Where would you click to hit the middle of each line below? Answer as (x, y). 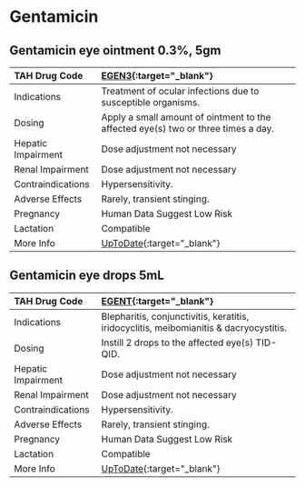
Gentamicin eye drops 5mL (87, 276)
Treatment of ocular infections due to (180, 91)
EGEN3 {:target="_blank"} (157, 76)
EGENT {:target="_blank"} (157, 301)
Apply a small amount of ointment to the (186, 117)
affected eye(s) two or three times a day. (188, 129)
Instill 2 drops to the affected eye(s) (177, 343)
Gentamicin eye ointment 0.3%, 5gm (115, 50)
